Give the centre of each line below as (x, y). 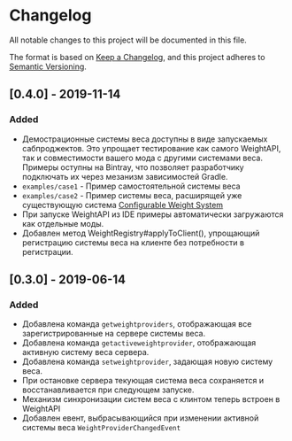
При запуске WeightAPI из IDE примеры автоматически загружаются (153, 214)
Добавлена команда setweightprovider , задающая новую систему (147, 362)
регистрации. (47, 251)
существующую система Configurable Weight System (123, 205)
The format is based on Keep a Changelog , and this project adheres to (137, 57)
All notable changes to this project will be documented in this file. (128, 40)
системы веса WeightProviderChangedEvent (101, 428)
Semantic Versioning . (48, 66)
